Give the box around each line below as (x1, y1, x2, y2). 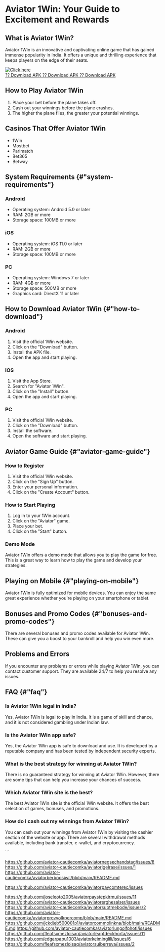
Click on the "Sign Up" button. (12, 478, 74, 484)
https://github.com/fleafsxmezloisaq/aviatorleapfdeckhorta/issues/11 (5, 930, 145, 936)
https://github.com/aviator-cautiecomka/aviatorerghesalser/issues (5, 899, 140, 905)
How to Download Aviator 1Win (5, 305, 102, 313)
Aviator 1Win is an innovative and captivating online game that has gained (5, 47, 155, 52)
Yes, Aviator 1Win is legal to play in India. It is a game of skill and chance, (5, 714, 153, 720)
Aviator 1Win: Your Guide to (5, 3, 120, 15)
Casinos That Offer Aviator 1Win (5, 125, 106, 133)
